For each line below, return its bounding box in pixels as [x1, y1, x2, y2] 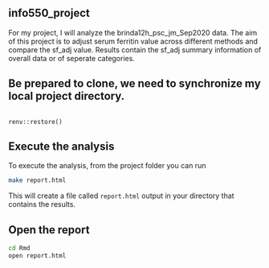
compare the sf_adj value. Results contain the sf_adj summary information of [8, 44, 262, 55]
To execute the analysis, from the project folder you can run [8, 161, 206, 171]
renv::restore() [8, 118, 63, 126]
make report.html [8, 176, 67, 184]
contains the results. [8, 200, 76, 209]
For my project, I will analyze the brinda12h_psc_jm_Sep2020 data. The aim [8, 27, 258, 37]
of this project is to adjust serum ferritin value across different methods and [8, 36, 259, 46]
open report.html [8, 252, 67, 260]
